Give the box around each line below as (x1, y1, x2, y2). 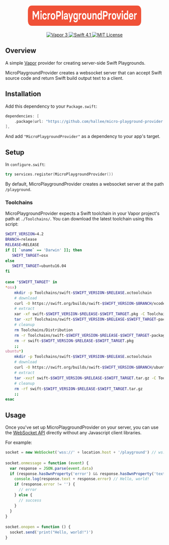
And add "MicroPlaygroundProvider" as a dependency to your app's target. (5, 133, 161, 140)
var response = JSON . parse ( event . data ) (10, 466, 94, 471)
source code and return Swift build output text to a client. (5, 75, 124, 81)
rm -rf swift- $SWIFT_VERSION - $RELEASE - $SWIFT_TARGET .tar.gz (14, 386, 143, 391)
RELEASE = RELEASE (5, 242, 39, 247)
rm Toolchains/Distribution (14, 327, 73, 333)
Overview (5, 47, 37, 55)
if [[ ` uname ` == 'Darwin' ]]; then (5, 247, 82, 253)
